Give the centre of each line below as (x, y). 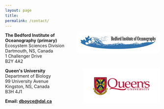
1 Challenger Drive (24, 56)
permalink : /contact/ (27, 21)
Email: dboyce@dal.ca (28, 101)
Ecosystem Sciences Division (35, 46)
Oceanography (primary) (31, 41)
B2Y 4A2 (14, 61)
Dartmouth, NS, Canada (29, 51)
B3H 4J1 (14, 92)
